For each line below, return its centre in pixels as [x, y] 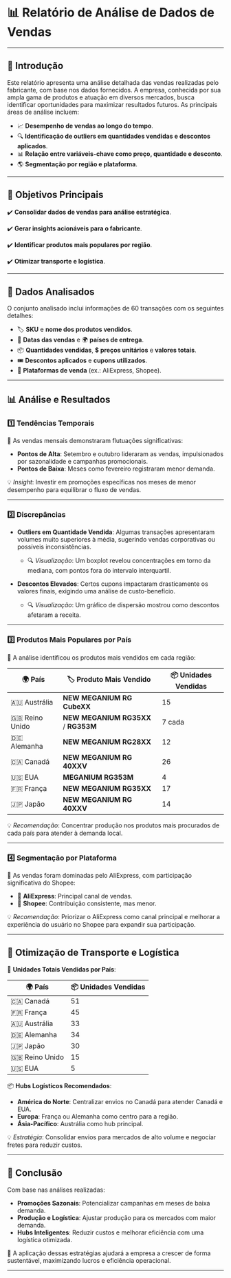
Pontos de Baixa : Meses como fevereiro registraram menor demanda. [116, 469]
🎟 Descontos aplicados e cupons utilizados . [82, 361]
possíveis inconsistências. [54, 547]
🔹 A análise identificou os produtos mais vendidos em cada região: [101, 657]
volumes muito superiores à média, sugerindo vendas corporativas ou [116, 540]
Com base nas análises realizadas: [56, 1190]
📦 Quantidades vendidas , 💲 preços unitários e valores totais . [107, 350]
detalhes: [20, 316]
